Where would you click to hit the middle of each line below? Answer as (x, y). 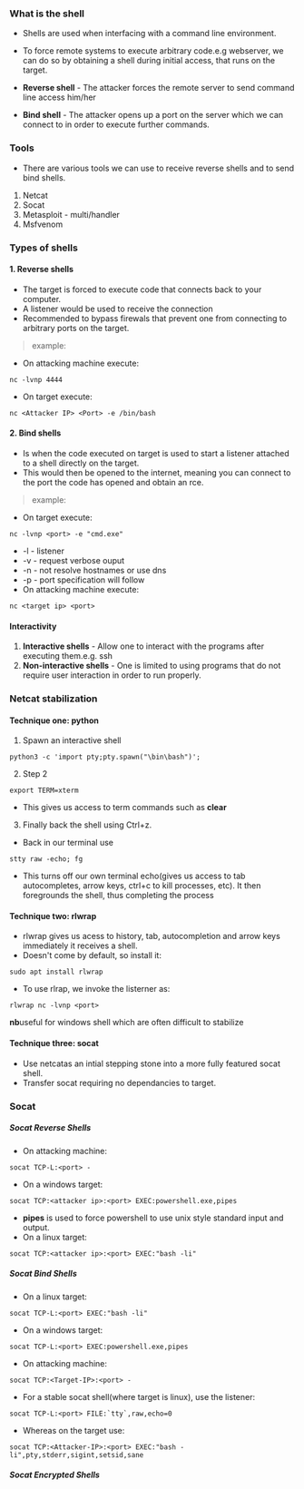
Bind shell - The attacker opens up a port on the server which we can (153, 115)
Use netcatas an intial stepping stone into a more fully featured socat (152, 1063)
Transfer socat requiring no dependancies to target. (119, 1082)
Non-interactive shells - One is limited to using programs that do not (152, 666)
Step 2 (35, 774)
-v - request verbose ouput (74, 560)
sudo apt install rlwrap (56, 972)
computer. (42, 299)
